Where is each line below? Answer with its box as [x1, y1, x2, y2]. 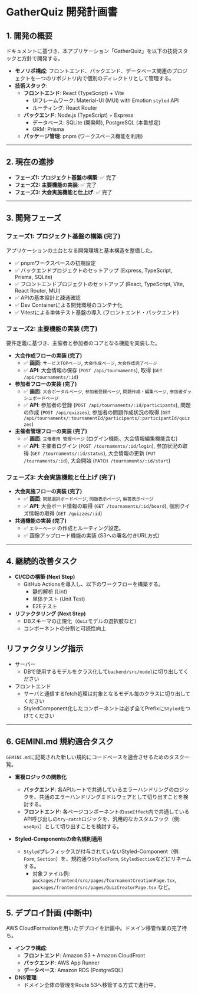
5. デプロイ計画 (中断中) [6, 908, 93, 918]
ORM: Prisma [32, 126, 64, 133]
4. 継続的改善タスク [6, 556, 78, 566]
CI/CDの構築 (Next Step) [14, 573, 75, 580]
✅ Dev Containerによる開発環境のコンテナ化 [14, 301, 123, 309]
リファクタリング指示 [6, 644, 84, 654]
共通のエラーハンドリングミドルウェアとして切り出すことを [39, 793, 184, 800]
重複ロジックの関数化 [14, 773, 67, 780]
